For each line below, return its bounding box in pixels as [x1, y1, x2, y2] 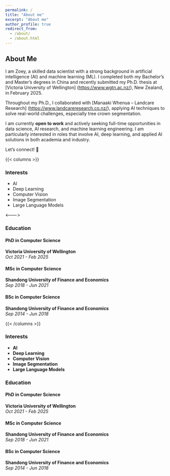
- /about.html [10, 36, 40, 41]
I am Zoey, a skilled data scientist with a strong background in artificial [5, 68, 152, 74]
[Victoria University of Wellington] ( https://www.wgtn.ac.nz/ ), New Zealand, [5, 84, 163, 91]
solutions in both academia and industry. [5, 136, 90, 142]
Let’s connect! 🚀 [5, 146, 39, 153]
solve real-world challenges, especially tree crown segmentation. [5, 110, 142, 116]
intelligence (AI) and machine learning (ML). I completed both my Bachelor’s [5, 73, 164, 79]
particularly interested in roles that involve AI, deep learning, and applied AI [5, 131, 162, 137]
